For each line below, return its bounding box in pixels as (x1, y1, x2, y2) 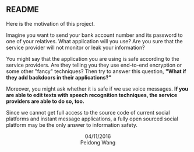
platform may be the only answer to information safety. (6, 121, 138, 128)
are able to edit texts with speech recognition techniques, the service (6, 91, 178, 98)
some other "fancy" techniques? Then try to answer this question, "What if (6, 67, 186, 75)
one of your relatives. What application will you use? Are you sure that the (6, 37, 183, 44)
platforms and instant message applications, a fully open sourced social (6, 115, 179, 122)
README (6, 5, 39, 15)
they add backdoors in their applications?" (6, 74, 112, 81)
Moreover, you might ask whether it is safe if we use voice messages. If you (6, 85, 189, 92)
